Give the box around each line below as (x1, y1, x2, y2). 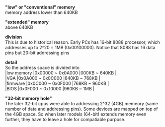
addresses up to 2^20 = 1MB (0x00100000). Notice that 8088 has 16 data (5, 45, 156, 50)
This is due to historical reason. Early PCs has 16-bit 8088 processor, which (5, 39, 160, 45)
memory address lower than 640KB (5, 9, 78, 15)
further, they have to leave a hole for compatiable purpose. (5, 117, 126, 122)
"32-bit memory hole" (5, 95, 52, 101)
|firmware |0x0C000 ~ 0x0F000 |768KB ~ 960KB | (5, 80, 109, 86)
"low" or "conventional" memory (5, 4, 76, 10)
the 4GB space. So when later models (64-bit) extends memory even (5, 111, 147, 117)
